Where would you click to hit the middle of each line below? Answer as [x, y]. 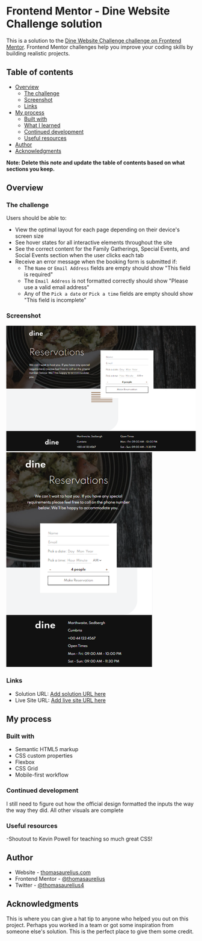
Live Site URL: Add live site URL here [60, 700]
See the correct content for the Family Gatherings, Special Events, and [102, 249]
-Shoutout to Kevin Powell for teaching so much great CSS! [79, 839]
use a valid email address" [57, 287]
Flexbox [25, 762]
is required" [38, 275]
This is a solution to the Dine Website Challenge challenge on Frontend [94, 40]
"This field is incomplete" [55, 300]
